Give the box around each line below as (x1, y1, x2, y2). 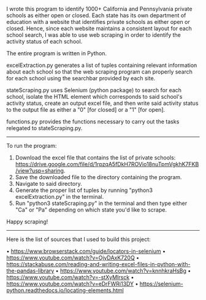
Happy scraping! (6, 218, 48, 225)
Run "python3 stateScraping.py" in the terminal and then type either (15, 199, 188, 207)
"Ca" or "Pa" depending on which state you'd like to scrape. (15, 206, 167, 213)
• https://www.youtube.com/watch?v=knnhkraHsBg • (55, 267, 191, 274)
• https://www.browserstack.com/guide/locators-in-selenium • (6, 248, 166, 255)
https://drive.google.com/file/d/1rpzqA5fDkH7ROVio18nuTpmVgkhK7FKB (15, 161, 199, 167)
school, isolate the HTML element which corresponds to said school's (6, 93, 183, 100)
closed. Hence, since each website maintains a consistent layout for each (6, 25, 192, 32)
